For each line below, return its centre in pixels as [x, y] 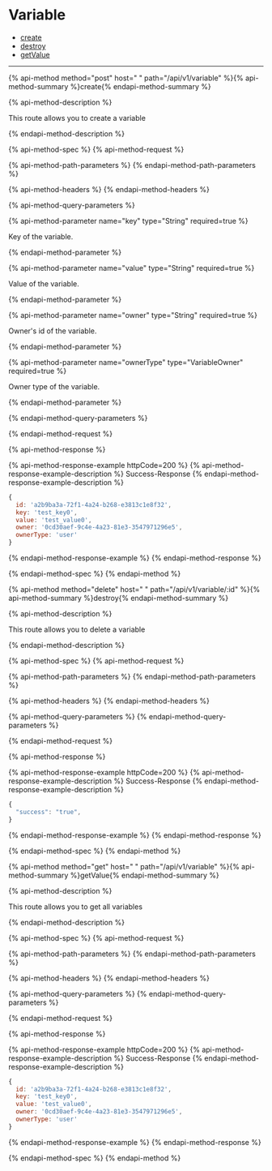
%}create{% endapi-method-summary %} [141, 86]
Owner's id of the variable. [53, 331]
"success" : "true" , [49, 812]
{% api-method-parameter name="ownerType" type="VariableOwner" [126, 362]
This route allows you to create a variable [77, 118]
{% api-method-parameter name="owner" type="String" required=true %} [133, 315]
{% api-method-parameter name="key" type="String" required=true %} [128, 221]
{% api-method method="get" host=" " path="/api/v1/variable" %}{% [124, 866]
